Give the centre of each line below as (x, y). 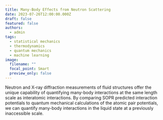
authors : (14, 28)
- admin (17, 32)
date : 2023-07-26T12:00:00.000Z (38, 14)
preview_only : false (30, 73)
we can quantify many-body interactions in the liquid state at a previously (79, 108)
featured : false (22, 23)
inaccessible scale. (24, 113)
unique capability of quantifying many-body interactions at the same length (81, 92)
